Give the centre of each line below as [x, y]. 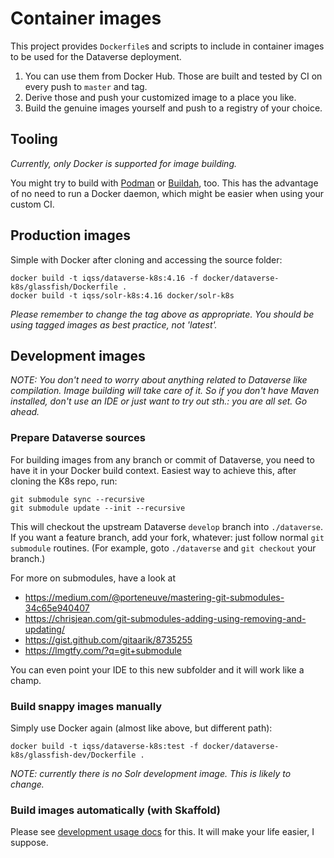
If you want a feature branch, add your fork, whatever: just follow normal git [167, 537]
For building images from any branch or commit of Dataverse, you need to [162, 459]
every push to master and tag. [86, 86]
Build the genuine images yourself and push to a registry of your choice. [173, 108]
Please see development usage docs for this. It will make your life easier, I [162, 832]
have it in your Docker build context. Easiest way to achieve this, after [153, 470]
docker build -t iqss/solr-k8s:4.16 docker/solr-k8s [122, 295]
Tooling [34, 139]
